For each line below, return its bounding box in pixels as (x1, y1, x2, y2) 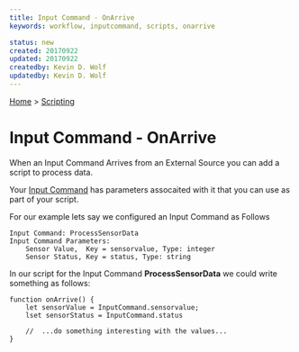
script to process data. (9, 167, 93, 177)
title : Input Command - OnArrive (9, 13, 135, 23)
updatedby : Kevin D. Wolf (9, 71, 106, 81)
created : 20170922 (9, 46, 78, 55)
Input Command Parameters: (9, 236, 111, 246)
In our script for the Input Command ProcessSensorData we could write (9, 267, 277, 279)
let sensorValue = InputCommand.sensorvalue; (25, 302, 200, 311)
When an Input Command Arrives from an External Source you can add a (9, 157, 280, 167)
